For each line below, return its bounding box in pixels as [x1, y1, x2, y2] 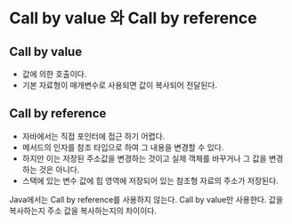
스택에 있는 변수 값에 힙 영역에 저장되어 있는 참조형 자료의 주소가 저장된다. [21, 175, 279, 186]
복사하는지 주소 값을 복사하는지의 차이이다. [9, 205, 158, 216]
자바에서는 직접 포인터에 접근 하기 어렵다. [21, 131, 166, 141]
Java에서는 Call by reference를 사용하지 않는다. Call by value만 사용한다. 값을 [9, 194, 283, 204]
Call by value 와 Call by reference [9, 8, 257, 28]
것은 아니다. [38, 164, 80, 174]
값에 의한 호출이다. [21, 68, 87, 79]
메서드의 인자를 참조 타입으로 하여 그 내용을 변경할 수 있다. [21, 141, 224, 152]
